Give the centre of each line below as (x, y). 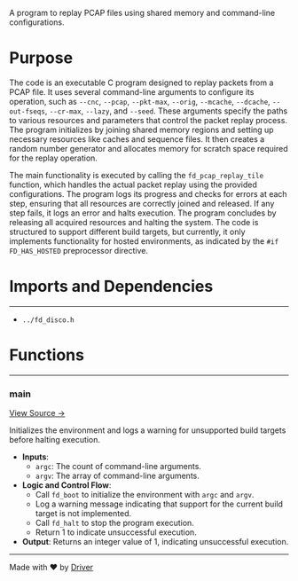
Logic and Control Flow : (67, 485)
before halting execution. (55, 440)
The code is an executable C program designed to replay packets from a (141, 82)
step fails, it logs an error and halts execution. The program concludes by (143, 213)
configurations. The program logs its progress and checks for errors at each (148, 193)
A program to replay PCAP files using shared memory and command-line (142, 13)
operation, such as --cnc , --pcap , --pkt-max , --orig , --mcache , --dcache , (140, 101)
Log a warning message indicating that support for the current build (159, 504)
